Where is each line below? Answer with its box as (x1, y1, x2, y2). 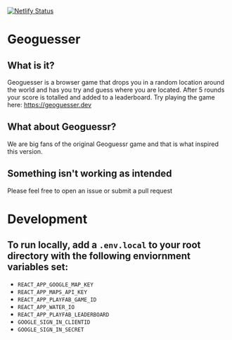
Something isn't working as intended (7, 168, 172, 180)
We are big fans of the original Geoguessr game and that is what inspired (7, 140, 219, 148)
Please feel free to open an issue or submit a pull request (7, 186, 173, 195)
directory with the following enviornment (7, 250, 191, 262)
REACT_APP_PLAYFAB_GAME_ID (17, 296, 97, 303)
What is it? (7, 59, 55, 71)
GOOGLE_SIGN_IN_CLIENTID (17, 318, 91, 326)
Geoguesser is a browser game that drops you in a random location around (7, 78, 225, 86)
